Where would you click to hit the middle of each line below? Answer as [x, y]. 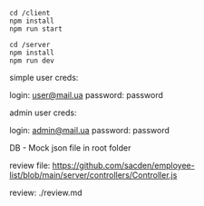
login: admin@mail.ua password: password [90, 130]
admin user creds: [43, 113]
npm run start [36, 29]
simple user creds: [44, 78]
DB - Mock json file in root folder [70, 148]
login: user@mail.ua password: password [86, 95]
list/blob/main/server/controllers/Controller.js [93, 175]
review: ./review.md [46, 192]
